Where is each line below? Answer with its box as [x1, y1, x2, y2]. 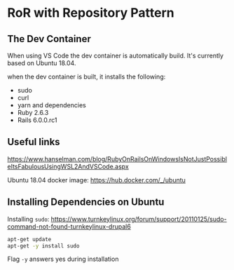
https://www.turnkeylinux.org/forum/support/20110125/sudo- [50, 215, 227, 223]
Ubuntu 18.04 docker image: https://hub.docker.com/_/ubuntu [7, 175, 186, 184]
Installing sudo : [7, 215, 50, 223]
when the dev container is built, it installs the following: [7, 72, 166, 81]
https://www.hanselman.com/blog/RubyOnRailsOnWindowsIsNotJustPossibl [7, 154, 228, 163]
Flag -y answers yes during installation [7, 255, 119, 264]
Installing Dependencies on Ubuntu [7, 196, 165, 208]
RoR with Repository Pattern [7, 5, 175, 21]
